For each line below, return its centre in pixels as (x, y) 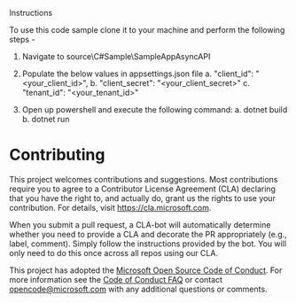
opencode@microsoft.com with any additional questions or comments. (138, 289)
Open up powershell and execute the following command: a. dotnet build (155, 109)
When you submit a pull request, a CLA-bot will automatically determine (140, 224)
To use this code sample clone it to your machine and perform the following (147, 30)
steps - (22, 39)
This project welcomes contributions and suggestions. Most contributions (144, 179)
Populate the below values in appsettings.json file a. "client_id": (138, 74)
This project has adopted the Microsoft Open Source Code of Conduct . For (146, 270)
